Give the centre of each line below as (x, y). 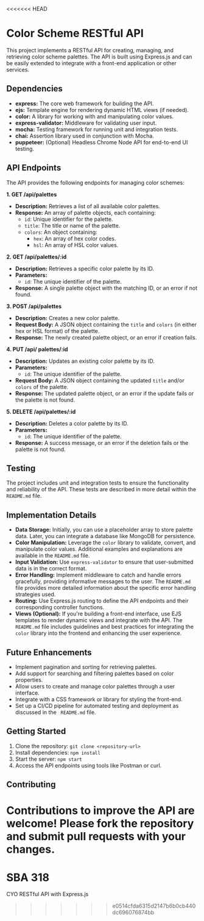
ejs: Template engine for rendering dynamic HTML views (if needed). (102, 110)
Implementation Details (51, 515)
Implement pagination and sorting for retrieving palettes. (86, 667)
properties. (29, 680)
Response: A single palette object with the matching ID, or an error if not (106, 288)
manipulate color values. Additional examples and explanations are (99, 549)
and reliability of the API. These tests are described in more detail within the (101, 489)
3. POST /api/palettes (34, 306)
